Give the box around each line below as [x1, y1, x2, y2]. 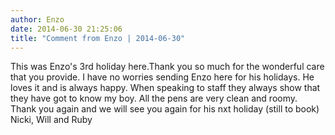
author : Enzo [10, 14, 65, 25]
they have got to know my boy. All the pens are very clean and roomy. [10, 92, 298, 105]
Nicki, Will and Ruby [10, 114, 93, 126]
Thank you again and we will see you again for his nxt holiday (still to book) [10, 103, 320, 115]
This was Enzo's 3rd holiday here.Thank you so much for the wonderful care [10, 61, 325, 73]
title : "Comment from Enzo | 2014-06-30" [10, 33, 186, 43]
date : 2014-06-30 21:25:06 [10, 24, 123, 34]
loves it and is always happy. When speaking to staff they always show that [10, 82, 321, 94]
